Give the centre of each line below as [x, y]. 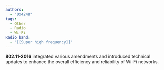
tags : [11, 19]
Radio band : [18, 38]
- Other [18, 24]
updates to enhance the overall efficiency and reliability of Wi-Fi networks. [82, 62]
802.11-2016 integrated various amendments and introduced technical [78, 56]
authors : [14, 10]
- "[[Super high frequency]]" [41, 42]
